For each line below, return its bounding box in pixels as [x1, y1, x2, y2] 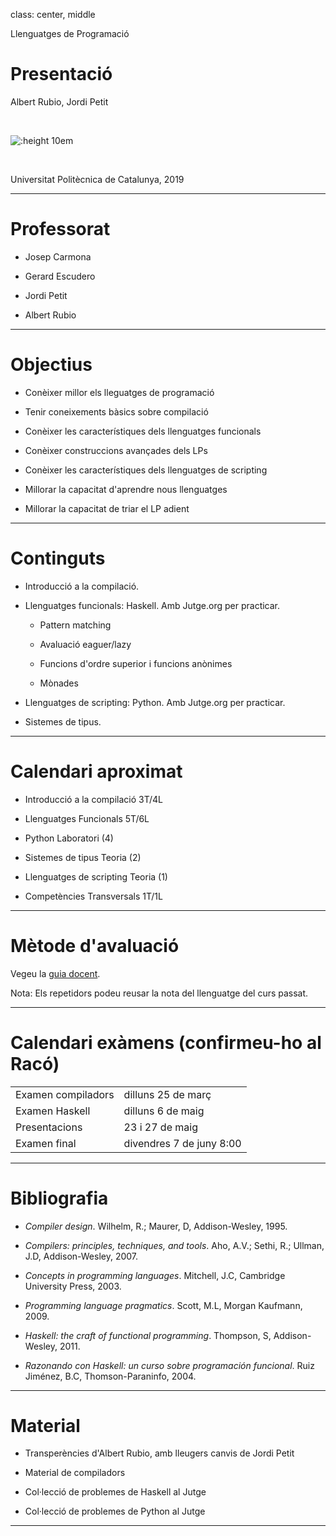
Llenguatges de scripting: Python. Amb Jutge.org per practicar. [24, 696, 286, 708]
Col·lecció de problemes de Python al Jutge [24, 1505, 206, 1518]
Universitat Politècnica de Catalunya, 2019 [10, 173, 185, 185]
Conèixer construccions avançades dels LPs [24, 444, 208, 456]
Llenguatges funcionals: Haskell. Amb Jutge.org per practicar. [24, 599, 281, 611]
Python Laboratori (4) [24, 832, 114, 844]
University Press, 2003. [24, 1280, 122, 1292]
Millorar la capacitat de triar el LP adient [24, 502, 190, 514]
